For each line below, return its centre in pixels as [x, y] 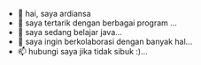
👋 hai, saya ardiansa [54, 14]
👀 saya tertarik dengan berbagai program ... [97, 23]
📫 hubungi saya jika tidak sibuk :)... [82, 51]
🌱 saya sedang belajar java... [70, 32]
